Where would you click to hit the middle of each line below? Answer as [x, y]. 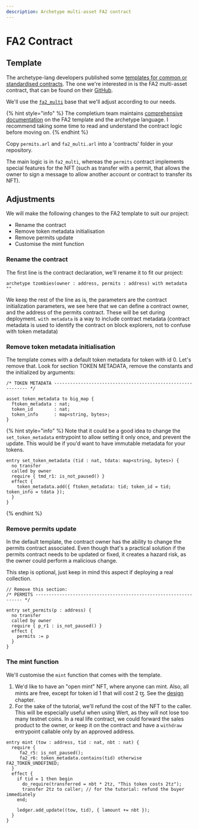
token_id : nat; [41, 409]
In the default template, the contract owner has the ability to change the [94, 542]
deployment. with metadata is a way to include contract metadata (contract [98, 319]
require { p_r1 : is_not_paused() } [57, 626]
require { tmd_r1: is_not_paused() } [58, 476]
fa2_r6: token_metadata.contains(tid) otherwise [81, 758]
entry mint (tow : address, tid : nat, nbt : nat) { [73, 742]
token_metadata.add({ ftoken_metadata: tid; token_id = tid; [94, 487]
